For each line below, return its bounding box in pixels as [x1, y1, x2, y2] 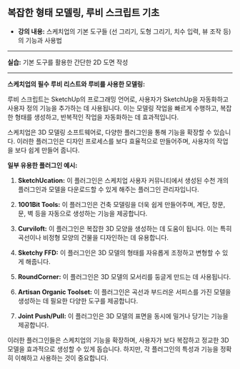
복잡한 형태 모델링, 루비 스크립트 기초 [7, 6, 160, 19]
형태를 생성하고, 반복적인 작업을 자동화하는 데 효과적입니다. [14, 113, 179, 121]
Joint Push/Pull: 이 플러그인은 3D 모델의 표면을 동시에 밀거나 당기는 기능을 [17, 311, 229, 320]
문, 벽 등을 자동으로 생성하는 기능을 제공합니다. [17, 209, 148, 218]
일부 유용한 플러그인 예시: [7, 161, 78, 169]
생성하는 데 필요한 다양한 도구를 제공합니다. [17, 296, 139, 305]
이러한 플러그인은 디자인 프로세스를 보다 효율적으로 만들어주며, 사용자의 [16, 136, 216, 145]
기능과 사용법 [25, 36, 62, 44]
